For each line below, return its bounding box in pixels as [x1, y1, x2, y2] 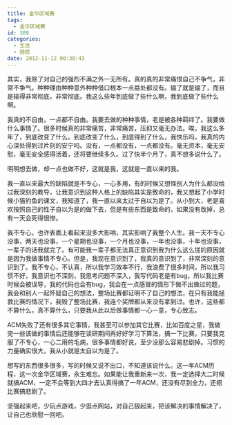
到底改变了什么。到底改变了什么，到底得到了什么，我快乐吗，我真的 [25, 132, 219, 141]
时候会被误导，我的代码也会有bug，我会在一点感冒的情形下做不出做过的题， [7, 280, 224, 288]
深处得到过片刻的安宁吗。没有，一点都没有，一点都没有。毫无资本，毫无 [12, 141, 219, 149]
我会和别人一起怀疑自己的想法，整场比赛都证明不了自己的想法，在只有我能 [7, 288, 219, 297]
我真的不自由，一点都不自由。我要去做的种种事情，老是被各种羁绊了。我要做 [7, 115, 225, 123]
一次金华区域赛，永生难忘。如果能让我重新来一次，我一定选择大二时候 [25, 370, 225, 378]
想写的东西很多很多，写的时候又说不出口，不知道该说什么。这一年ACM [7, 361, 209, 369]
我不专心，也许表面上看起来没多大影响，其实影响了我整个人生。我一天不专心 [7, 228, 225, 237]
